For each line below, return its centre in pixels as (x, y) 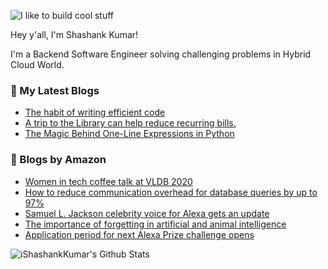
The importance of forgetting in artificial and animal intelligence (155, 224)
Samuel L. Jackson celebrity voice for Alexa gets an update (147, 213)
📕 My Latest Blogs (55, 90)
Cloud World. (37, 64)
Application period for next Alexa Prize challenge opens (139, 234)
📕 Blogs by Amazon (58, 160)
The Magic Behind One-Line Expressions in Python (129, 134)
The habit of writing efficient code (95, 112)
